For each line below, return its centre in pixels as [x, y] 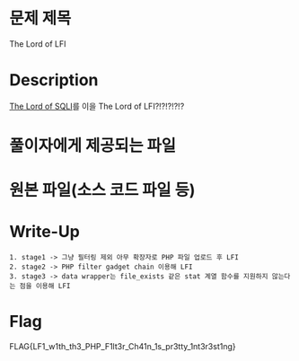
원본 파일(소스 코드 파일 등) [102, 190]
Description [54, 80]
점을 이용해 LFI [45, 286]
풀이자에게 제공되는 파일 [93, 146]
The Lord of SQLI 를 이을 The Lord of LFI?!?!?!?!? [97, 106]
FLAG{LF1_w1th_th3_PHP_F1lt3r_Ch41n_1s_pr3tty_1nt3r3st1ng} [123, 347]
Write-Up [45, 232]
